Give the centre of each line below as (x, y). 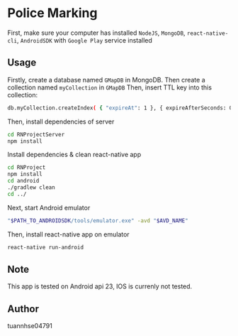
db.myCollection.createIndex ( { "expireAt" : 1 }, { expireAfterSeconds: (117, 108)
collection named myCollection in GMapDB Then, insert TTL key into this (110, 87)
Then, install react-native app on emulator (68, 234)
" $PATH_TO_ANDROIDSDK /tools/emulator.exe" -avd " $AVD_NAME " (98, 221)
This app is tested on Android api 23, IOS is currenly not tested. (100, 286)
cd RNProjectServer (36, 134)
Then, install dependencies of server (61, 121)
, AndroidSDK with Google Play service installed (84, 40)
